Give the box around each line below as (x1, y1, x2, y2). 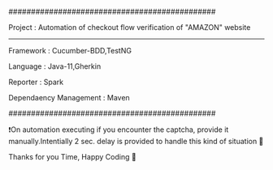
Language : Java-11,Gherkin (8, 62, 102, 71)
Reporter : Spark (8, 77, 63, 87)
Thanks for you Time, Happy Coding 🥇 (8, 152, 136, 161)
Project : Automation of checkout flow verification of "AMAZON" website (8, 23, 251, 32)
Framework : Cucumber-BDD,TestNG (8, 46, 132, 55)
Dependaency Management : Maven (8, 93, 130, 102)
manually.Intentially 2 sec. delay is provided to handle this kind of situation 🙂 (8, 137, 264, 146)
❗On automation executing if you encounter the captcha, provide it (8, 125, 229, 134)
